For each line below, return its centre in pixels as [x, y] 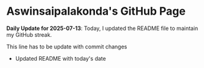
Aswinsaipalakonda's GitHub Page [96, 11]
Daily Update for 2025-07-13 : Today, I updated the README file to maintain [102, 28]
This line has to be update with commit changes [67, 47]
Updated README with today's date [60, 58]
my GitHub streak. [29, 34]
